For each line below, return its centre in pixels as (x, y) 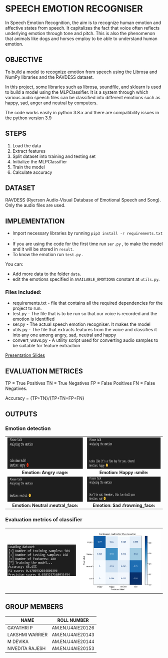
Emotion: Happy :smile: (124, 472)
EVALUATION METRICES (44, 371)
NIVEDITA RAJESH (26, 648)
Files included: (23, 292)
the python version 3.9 (28, 118)
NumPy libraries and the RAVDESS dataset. (49, 77)
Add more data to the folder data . (47, 274)
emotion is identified (33, 319)
